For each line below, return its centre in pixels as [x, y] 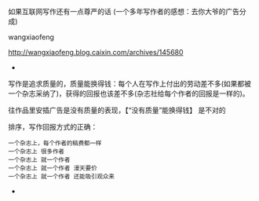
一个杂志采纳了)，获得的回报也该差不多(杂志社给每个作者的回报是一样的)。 [129, 93]
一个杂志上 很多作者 [36, 152]
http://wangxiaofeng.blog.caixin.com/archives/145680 [96, 52]
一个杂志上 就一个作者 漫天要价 [53, 168]
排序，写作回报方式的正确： [53, 127]
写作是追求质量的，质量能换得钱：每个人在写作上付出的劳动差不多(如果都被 [130, 84]
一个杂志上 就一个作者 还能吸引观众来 [62, 177]
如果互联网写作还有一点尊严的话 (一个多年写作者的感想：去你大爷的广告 [124, 11]
